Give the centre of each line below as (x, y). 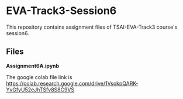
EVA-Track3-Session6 (61, 11)
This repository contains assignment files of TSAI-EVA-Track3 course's (92, 27)
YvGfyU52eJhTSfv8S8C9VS (40, 90)
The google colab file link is (39, 77)
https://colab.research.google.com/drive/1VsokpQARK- (72, 83)
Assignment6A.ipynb (33, 66)
